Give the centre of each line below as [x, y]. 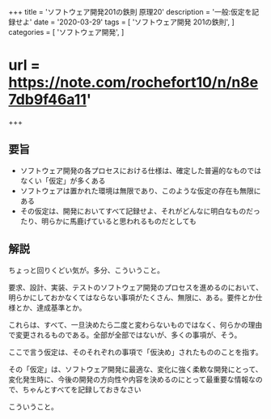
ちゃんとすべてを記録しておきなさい [82, 389]
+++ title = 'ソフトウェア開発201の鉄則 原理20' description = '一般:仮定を [130, 12]
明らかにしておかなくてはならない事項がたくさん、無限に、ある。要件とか [132, 297]
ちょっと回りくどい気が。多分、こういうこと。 [86, 270]
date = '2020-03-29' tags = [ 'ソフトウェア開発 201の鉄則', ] [134, 22]
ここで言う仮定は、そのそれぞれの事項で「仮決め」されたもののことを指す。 [135, 352]
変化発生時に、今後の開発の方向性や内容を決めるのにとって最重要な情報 [129, 379]
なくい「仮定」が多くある [63, 180]
